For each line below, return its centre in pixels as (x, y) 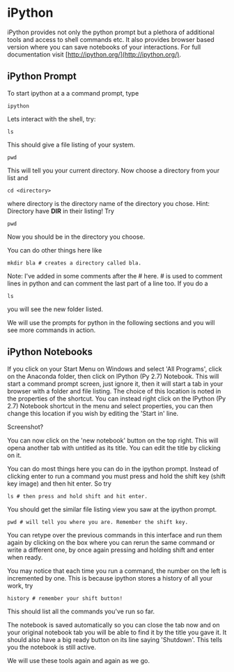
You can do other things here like (55, 250)
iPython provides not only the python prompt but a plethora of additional (111, 32)
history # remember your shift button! (65, 598)
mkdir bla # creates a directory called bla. (74, 263)
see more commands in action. (52, 330)
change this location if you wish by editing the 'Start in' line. (93, 413)
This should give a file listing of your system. (71, 144)
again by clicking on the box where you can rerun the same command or (111, 542)
